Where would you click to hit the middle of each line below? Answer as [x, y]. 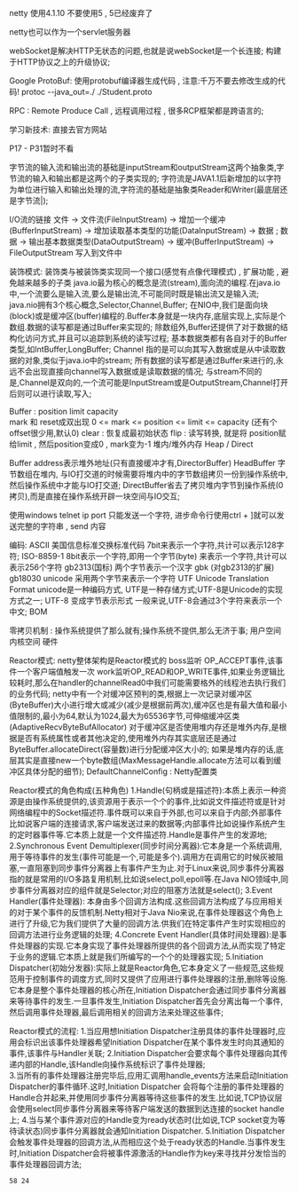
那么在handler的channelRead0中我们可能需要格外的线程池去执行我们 [161, 683]
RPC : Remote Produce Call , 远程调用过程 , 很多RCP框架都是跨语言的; [137, 111]
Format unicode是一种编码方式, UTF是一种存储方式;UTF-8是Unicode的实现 [146, 589]
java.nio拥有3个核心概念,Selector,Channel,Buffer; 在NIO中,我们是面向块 [139, 305]
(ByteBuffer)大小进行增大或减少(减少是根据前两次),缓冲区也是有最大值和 [141, 705]
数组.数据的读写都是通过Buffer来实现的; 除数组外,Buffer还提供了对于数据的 [145, 327]
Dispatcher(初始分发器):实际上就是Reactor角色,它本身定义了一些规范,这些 [143, 968]
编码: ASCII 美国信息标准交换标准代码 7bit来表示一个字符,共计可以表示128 [143, 545]
